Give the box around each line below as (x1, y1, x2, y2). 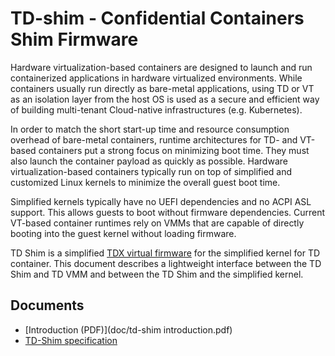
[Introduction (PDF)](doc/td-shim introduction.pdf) (24, 323, 233, 336)
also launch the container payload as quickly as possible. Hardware (10, 155, 288, 167)
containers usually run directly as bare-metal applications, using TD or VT (10, 82, 315, 94)
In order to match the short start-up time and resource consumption (10, 123, 290, 135)
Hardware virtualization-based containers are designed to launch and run (10, 61, 313, 73)
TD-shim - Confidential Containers (10, 7, 305, 30)
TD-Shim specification (24, 334, 118, 346)
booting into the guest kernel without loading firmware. (10, 227, 237, 239)
